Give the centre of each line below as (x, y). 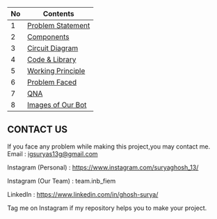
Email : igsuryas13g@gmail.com (53, 153)
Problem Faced (52, 82)
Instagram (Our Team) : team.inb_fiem (62, 181)
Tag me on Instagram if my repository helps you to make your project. (107, 208)
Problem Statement (59, 25)
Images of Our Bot (57, 105)
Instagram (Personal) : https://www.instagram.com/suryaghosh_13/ (103, 167)
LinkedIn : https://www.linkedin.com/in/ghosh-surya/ (83, 194)
